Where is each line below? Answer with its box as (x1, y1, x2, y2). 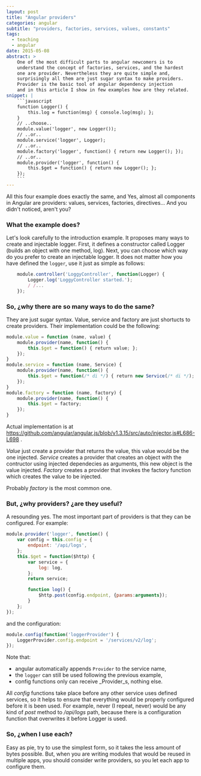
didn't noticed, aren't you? (6, 205, 71, 213)
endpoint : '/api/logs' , (28, 542, 87, 548)
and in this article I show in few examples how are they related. (17, 87, 189, 93)
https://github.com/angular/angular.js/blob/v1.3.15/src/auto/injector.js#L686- (6, 429, 195, 437)
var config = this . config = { (17, 537, 93, 543)
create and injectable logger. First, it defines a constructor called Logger (6, 241, 185, 248)
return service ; (28, 576, 68, 582)
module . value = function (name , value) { (6, 334, 112, 340)
